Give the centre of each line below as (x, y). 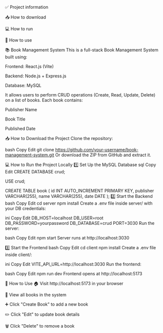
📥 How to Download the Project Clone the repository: (59, 138)
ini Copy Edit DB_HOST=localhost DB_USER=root (54, 218)
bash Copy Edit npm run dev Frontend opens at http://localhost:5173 (74, 274)
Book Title (15, 119)
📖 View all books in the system (36, 295)
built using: (16, 57)
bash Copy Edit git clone (30, 150)
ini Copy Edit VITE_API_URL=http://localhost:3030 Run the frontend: (73, 264)
